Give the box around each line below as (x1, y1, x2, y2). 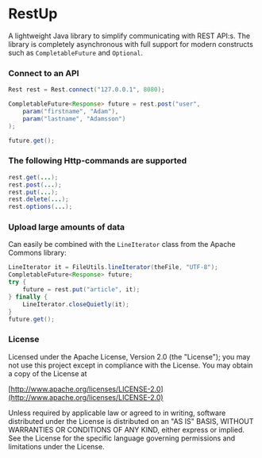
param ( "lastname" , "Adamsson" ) (22, 114, 126, 123)
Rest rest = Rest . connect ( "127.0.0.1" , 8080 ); (8, 86, 165, 94)
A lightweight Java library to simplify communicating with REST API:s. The (8, 31, 251, 40)
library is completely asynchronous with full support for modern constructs (8, 39, 254, 48)
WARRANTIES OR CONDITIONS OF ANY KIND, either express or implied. (8, 425, 245, 434)
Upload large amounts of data (8, 221, 125, 233)
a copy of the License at (8, 368, 87, 378)
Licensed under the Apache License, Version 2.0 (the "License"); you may (8, 352, 251, 361)
